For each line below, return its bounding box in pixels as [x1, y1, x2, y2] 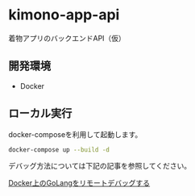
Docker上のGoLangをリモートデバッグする [8, 178, 151, 188]
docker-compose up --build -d [8, 145, 110, 154]
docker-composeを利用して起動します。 [8, 129, 143, 139]
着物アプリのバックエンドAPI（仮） [8, 33, 127, 43]
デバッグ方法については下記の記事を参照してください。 [8, 161, 192, 171]
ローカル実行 [8, 106, 73, 120]
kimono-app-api [8, 6, 120, 24]
